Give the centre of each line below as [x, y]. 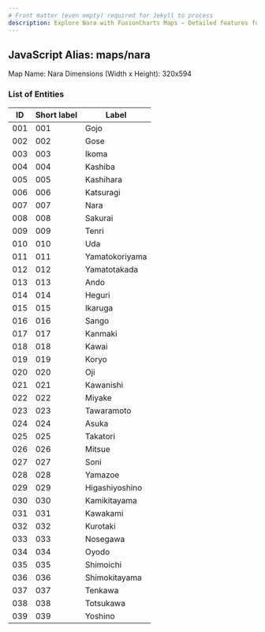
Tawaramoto [108, 410]
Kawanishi [104, 385]
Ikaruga [99, 307]
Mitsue [97, 449]
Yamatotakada [112, 269]
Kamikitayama [111, 500]
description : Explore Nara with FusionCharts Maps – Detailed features [128, 23]
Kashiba [100, 167]
